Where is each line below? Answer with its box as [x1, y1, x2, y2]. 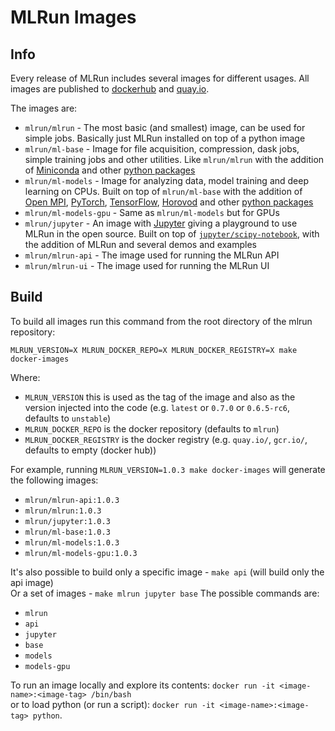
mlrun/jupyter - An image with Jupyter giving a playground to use [24, 217, 298, 229]
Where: [10, 371, 41, 383]
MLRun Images [10, 6, 137, 29]
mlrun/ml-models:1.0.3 [24, 537, 120, 548]
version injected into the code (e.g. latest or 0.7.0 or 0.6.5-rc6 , [24, 401, 291, 413]
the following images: [10, 474, 99, 486]
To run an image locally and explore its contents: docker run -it [10, 679, 276, 691]
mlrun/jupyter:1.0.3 [24, 516, 111, 526]
